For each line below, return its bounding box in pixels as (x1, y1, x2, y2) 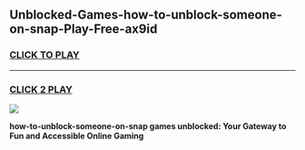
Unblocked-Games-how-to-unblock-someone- (9, 7, 283, 23)
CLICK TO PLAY (9, 49, 80, 62)
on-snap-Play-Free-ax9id (9, 22, 158, 37)
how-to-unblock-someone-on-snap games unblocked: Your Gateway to (9, 120, 287, 131)
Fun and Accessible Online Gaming (9, 130, 144, 141)
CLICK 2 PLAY (9, 83, 73, 95)
